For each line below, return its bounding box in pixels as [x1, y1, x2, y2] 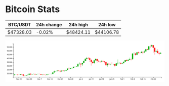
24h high [68, 22, 89, 28]
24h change [36, 22, 62, 28]
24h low [98, 22, 116, 28]
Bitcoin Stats [5, 4, 60, 15]
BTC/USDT [8, 22, 31, 28]
